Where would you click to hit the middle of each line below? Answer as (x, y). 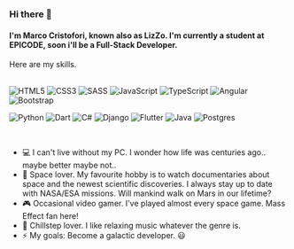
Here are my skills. (43, 65)
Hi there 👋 (31, 14)
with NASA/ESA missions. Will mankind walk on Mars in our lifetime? (147, 193)
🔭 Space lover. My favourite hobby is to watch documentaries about (146, 175)
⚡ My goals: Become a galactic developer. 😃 (104, 236)
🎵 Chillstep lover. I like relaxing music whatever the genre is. (132, 226)
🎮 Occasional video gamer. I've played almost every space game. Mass (154, 204)
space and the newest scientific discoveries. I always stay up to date (147, 184)
